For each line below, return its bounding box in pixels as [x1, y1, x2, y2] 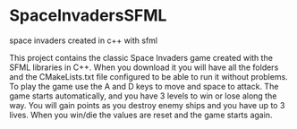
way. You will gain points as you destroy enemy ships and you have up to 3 [9, 99, 285, 110]
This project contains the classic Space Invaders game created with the [9, 52, 273, 63]
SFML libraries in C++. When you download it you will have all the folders [9, 62, 279, 73]
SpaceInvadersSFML [9, 5, 167, 26]
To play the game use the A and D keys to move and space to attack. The [9, 81, 279, 91]
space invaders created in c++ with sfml [9, 35, 158, 46]
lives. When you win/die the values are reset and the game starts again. [9, 109, 273, 120]
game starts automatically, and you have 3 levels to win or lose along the [9, 90, 277, 101]
